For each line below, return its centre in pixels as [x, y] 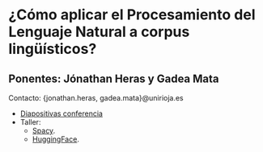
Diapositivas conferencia [62, 113]
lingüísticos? [53, 49]
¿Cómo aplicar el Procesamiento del [132, 15]
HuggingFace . [55, 139]
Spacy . [44, 131]
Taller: [30, 122]
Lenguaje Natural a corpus [99, 32]
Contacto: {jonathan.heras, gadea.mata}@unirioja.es [96, 98]
